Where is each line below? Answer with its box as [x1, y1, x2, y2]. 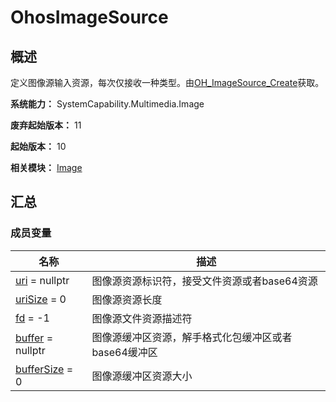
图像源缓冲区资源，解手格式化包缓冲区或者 [91, 330, 293, 344]
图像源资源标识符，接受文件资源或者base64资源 [91, 274, 318, 288]
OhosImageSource [10, 6, 169, 29]
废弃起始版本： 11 [10, 119, 82, 131]
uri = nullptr [15, 273, 70, 287]
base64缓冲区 [91, 345, 158, 359]
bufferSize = [15, 362, 74, 376]
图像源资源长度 [91, 292, 163, 306]
